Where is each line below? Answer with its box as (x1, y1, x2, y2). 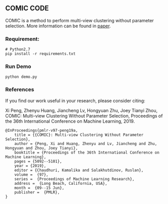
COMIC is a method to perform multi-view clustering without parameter (5, 17, 154, 23)
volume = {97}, (14, 172, 49, 177)
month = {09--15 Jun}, (14, 185, 65, 190)
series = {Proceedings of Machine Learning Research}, (14, 176, 135, 181)
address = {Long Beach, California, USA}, (14, 181, 108, 186)
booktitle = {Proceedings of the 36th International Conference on (14, 150, 159, 155)
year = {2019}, (14, 163, 47, 168)
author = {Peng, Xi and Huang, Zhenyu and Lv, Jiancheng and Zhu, (14, 141, 157, 146)
